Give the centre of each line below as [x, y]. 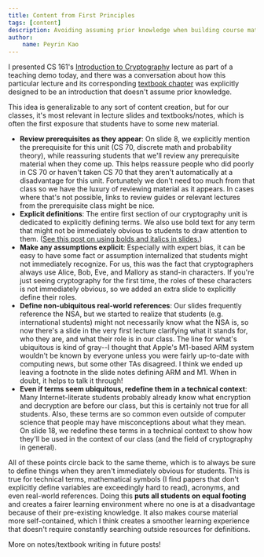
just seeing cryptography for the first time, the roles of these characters [136, 281]
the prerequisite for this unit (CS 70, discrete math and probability [125, 147]
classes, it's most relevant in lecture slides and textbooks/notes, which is [126, 115]
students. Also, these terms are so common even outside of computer [132, 414]
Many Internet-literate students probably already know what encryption [135, 398]
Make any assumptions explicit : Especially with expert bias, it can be [132, 247]
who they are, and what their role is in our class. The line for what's [128, 339]
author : [21, 37]
